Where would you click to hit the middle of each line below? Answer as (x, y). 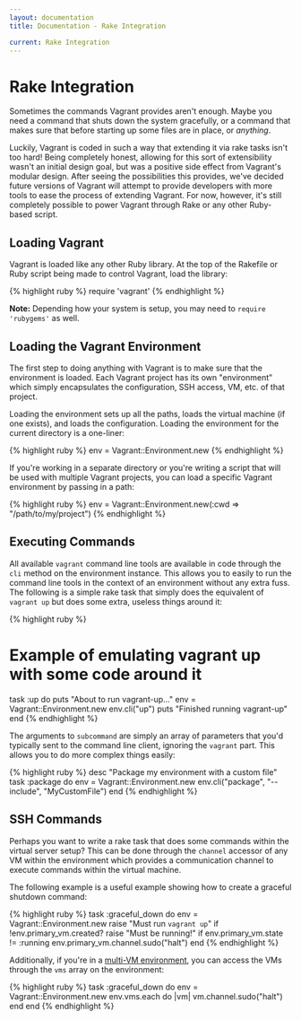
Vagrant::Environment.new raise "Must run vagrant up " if (114, 923)
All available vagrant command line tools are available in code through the (146, 563)
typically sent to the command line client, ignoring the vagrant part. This (142, 745)
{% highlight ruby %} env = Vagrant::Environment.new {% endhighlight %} (146, 450)
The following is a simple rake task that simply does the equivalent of (137, 592)
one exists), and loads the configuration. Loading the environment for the (144, 423)
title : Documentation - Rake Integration (88, 26)
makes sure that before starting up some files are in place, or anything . (140, 130)
